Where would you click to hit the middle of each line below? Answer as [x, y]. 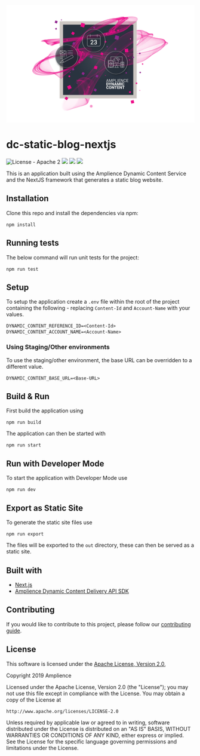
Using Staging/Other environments [58, 347]
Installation [27, 199]
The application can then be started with [56, 434]
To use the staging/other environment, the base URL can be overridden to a [99, 360]
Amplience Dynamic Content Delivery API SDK [72, 591]
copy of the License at [34, 700]
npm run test [22, 269]
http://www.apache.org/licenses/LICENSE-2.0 [62, 711]
